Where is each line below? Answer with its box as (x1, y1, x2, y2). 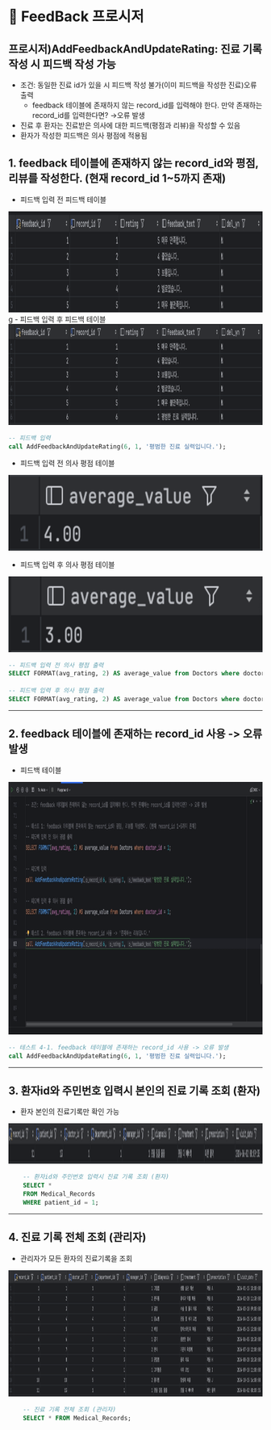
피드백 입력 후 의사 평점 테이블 (19, 559, 115, 570)
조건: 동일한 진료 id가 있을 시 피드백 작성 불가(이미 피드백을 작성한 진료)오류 (19, 80, 257, 90)
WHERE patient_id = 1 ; (23, 1198, 99, 1206)
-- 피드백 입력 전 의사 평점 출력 (8, 661, 104, 669)
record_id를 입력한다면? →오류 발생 (31, 111, 145, 120)
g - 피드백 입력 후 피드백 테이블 (8, 314, 106, 324)
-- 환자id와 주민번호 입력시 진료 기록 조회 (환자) (23, 1173, 169, 1181)
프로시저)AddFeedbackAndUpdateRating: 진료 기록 (8, 42, 262, 56)
